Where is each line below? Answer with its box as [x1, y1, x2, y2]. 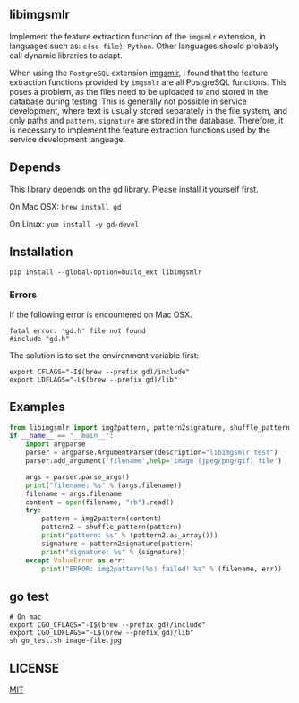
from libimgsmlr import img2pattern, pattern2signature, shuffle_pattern [9, 423, 291, 433]
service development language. [9, 133, 126, 144]
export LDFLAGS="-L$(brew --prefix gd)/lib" [9, 375, 178, 384]
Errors [9, 288, 38, 301]
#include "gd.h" [9, 334, 70, 343]
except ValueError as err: [25, 555, 126, 565]
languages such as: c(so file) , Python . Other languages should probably [9, 40, 279, 51]
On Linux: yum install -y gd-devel [9, 219, 140, 229]
